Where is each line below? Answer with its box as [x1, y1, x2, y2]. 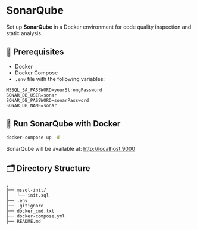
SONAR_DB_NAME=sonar [6, 102, 58, 108]
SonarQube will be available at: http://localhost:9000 [6, 145, 136, 153]
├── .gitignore [6, 203, 44, 209]
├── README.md [6, 219, 42, 225]
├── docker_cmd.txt [6, 208, 55, 215]
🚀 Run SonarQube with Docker [6, 119, 121, 129]
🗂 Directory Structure [6, 163, 90, 173]
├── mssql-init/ [6, 187, 46, 194]
